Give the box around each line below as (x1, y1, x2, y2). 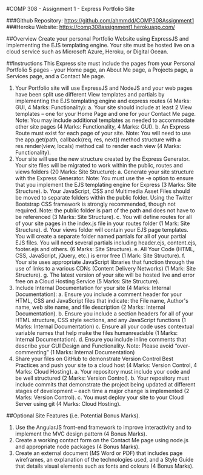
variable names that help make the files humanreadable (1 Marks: (15, 329, 178, 336)
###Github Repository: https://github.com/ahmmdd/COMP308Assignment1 (6, 17, 195, 24)
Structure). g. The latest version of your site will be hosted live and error (15, 271, 195, 278)
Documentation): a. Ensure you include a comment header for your (15, 291, 182, 298)
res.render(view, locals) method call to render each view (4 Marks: (15, 143, 182, 149)
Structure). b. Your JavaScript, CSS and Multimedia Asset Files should (15, 187, 190, 195)
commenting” (15, 349, 50, 355)
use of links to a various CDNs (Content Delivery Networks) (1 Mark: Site (15, 265, 196, 272)
